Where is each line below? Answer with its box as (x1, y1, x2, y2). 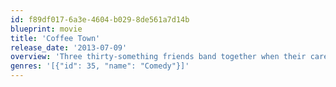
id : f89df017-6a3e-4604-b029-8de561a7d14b (10, 14, 190, 25)
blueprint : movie (10, 24, 83, 34)
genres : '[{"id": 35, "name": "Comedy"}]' (10, 61, 190, 71)
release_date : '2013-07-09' (10, 42, 128, 53)
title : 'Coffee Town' (10, 33, 101, 43)
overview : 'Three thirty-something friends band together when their (10, 52, 307, 62)
